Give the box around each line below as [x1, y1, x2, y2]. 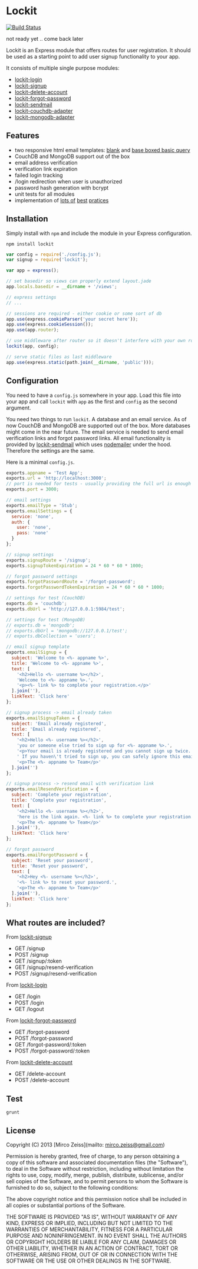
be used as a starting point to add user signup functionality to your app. [6, 53, 180, 60]
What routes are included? [6, 918, 105, 928]
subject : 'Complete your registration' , [11, 792, 112, 798]
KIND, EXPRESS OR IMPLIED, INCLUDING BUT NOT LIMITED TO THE [6, 1220, 173, 1227]
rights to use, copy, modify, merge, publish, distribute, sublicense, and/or [6, 1171, 184, 1178]
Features [6, 131, 39, 141]
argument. [6, 404, 31, 411]
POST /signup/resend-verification [14, 970, 97, 977]
